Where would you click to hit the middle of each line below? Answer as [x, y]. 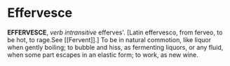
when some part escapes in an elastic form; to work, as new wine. [103, 55]
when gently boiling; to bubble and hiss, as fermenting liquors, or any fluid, [115, 47]
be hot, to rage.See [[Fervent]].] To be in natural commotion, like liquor [109, 39]
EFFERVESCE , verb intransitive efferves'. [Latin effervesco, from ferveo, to [115, 32]
